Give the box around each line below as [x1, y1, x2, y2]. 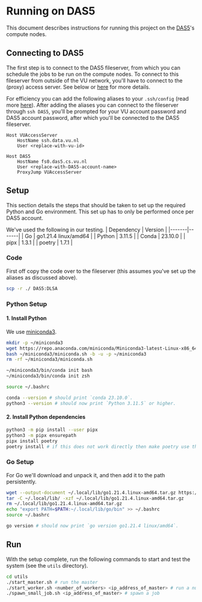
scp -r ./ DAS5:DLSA [6, 285, 58, 292]
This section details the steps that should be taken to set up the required [6, 201, 186, 209]
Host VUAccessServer [6, 132, 58, 138]
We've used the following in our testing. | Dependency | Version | [6, 226, 167, 233]
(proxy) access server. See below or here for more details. [6, 83, 150, 90]
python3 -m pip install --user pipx [6, 427, 98, 433]
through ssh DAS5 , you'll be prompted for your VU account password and [6, 107, 186, 115]
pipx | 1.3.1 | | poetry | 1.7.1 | [6, 239, 73, 246]
